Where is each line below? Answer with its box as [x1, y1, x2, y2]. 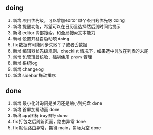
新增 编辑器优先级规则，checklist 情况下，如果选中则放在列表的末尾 [12, 48, 149, 54]
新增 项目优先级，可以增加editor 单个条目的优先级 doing [12, 17, 125, 23]
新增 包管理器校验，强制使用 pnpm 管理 [12, 54, 92, 60]
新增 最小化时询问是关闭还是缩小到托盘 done [12, 100, 103, 106]
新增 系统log [12, 60, 38, 66]
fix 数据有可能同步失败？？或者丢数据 [12, 41, 87, 48]
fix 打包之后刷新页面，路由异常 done [12, 118, 86, 124]
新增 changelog [12, 66, 44, 72]
